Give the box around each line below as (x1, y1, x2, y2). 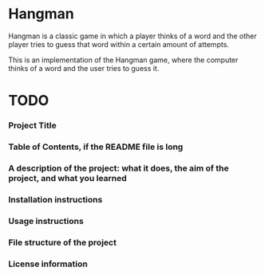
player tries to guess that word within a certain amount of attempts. (8, 39, 230, 49)
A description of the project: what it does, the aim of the (8, 163, 229, 174)
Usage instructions (8, 215, 84, 226)
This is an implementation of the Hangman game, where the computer (8, 55, 239, 65)
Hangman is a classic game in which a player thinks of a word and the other (8, 31, 257, 41)
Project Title (8, 120, 57, 132)
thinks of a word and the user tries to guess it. (8, 63, 160, 73)
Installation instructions (8, 194, 103, 205)
